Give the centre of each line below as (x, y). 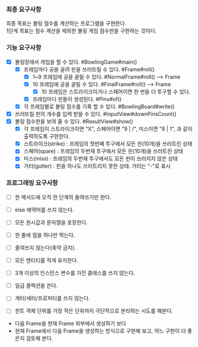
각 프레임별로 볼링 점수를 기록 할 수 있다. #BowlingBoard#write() (99, 106)
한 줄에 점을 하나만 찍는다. (45, 235)
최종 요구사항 (24, 9)
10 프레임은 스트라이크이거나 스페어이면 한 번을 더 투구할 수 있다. (116, 92)
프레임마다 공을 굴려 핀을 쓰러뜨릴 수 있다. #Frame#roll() (89, 69)
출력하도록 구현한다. (47, 136)
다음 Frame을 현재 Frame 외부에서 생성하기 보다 (70, 324)
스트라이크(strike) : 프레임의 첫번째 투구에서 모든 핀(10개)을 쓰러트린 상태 (108, 144)
